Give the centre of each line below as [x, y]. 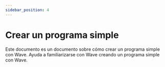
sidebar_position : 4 [27, 10]
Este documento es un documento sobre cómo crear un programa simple [83, 49]
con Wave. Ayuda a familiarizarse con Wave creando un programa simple [82, 54]
